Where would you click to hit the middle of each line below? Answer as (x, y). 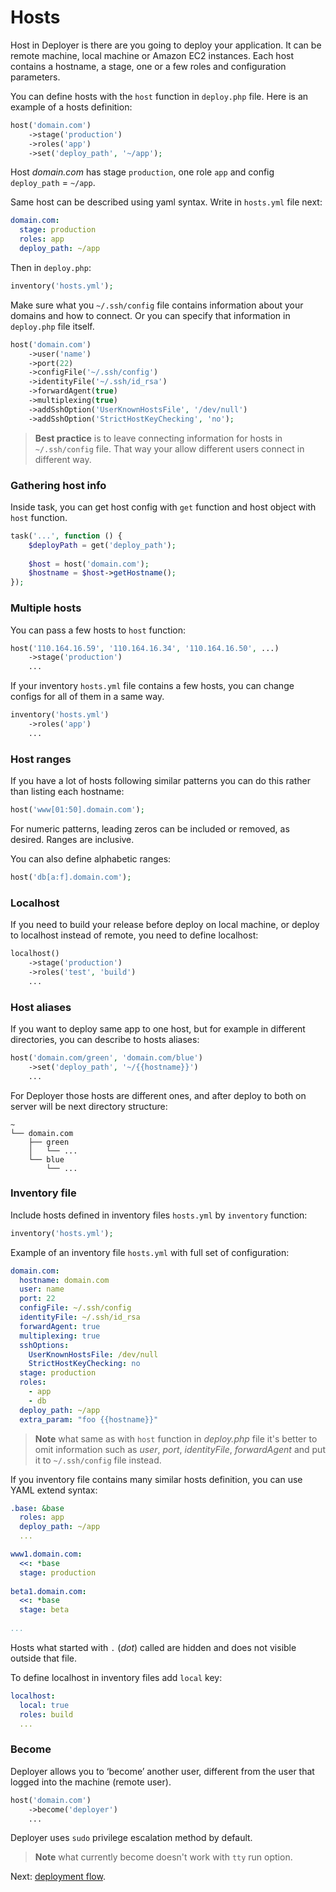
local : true (44, 1705)
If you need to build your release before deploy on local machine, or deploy (165, 925)
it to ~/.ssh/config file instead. (98, 1460)
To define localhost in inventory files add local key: (116, 1677)
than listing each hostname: (67, 792)
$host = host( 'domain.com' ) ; (89, 564)
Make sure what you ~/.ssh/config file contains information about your (157, 305)
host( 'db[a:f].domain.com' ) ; (71, 877)
